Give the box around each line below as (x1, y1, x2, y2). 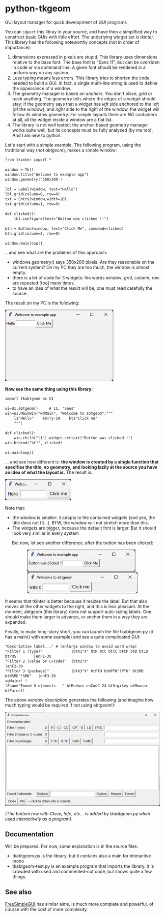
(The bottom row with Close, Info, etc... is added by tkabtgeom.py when (5, 811, 151, 817)
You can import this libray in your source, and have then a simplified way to (5, 29, 157, 34)
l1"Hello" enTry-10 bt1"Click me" (14, 416, 98, 421)
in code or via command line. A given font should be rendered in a (12, 64, 146, 70)
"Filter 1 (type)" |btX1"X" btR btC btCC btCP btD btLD (5, 649, 148, 654)
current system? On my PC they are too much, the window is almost (12, 264, 150, 270)
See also (5, 888, 32, 896)
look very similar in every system (12, 530, 79, 536)
